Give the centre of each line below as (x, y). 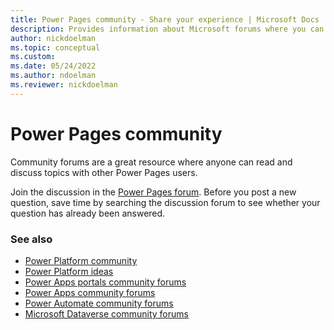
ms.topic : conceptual (55, 47)
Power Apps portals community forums (105, 282)
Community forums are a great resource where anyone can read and (151, 162)
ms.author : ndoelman (53, 76)
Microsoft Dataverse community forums (106, 313)
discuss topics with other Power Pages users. (104, 172)
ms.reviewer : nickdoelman (64, 85)
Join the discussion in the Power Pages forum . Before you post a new (153, 192)
